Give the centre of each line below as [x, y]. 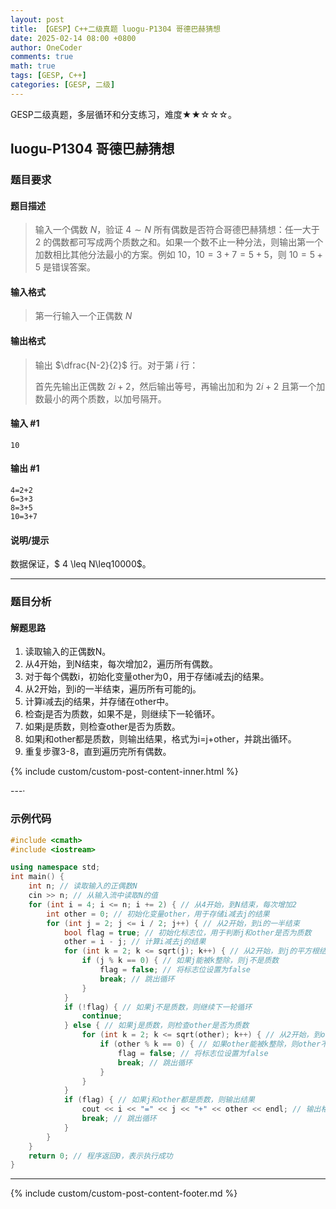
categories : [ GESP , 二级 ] [63, 85]
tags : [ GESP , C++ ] [48, 76]
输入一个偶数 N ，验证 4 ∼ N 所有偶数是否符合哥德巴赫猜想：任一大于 [177, 230]
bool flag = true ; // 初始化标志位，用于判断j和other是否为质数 [187, 932]
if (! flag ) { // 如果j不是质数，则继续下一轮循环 [158, 1007]
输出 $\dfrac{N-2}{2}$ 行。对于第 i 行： [116, 365]
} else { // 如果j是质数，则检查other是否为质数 [156, 1026]
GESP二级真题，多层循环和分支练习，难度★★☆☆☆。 [123, 114]
